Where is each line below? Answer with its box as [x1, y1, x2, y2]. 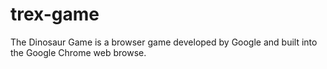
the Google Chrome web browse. [10, 46, 147, 58]
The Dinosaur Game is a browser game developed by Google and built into [10, 36, 318, 48]
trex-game [10, 3, 100, 26]
